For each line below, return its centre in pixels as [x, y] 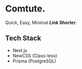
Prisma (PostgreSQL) [34, 61]
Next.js [20, 50]
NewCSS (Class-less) [35, 55]
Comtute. [25, 9]
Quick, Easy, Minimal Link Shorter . [41, 22]
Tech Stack [23, 38]
